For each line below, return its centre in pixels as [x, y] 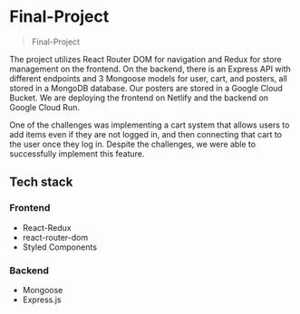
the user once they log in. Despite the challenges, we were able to [133, 144]
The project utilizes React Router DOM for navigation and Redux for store [146, 59]
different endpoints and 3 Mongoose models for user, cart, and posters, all [148, 78]
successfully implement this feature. [77, 153]
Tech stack [41, 182]
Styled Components [60, 247]
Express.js [42, 300]
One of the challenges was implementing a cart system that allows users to [150, 125]
